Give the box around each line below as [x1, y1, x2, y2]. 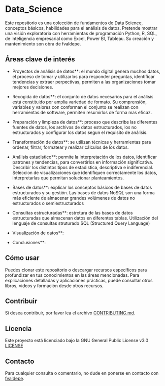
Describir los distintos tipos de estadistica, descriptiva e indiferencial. [12, 164, 154, 170]
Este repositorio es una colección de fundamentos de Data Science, [5, 20, 143, 26]
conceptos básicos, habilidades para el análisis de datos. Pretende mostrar [5, 25, 158, 31]
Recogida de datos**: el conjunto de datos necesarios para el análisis [12, 93, 154, 99]
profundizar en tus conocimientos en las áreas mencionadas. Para [5, 272, 139, 278]
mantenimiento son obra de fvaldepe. [5, 41, 81, 46]
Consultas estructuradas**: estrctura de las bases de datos [12, 210, 133, 215]
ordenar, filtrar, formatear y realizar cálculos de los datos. [12, 144, 129, 150]
